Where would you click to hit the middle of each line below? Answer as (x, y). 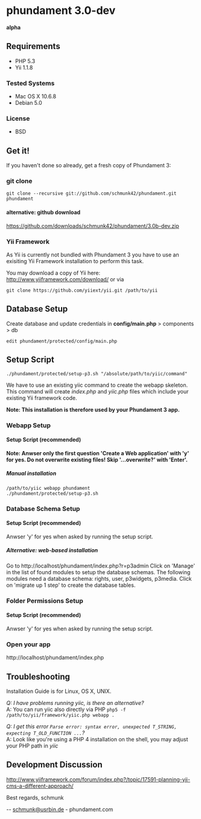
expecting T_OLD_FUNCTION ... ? (46, 733)
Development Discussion (54, 765)
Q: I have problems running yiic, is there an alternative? (75, 703)
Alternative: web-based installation (52, 550)
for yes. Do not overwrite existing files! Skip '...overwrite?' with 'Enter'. (97, 460)
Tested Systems (30, 83)
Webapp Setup (29, 425)
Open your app (29, 644)
